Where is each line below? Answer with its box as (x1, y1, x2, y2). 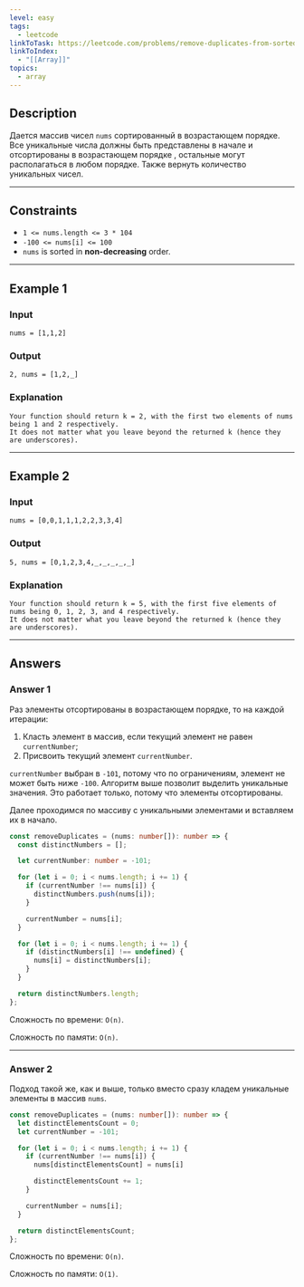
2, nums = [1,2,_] (9, 370, 79, 379)
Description (9, 106, 77, 121)
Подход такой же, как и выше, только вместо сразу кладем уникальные (9, 1083, 290, 1094)
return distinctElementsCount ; (17, 1226, 136, 1235)
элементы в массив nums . (9, 1092, 107, 1103)
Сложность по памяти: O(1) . (9, 1269, 119, 1280)
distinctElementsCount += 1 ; (33, 1177, 144, 1186)
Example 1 (9, 281, 68, 296)
